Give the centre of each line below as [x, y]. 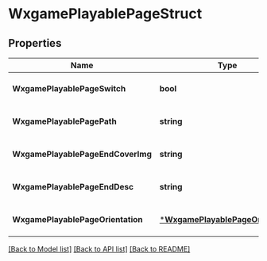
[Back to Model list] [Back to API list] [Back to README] [99, 249]
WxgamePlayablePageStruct [105, 14]
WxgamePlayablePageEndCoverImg [82, 154]
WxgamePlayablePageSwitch [69, 88]
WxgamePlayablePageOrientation [77, 219]
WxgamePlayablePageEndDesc [73, 187]
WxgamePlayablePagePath [64, 121]
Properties [35, 43]
